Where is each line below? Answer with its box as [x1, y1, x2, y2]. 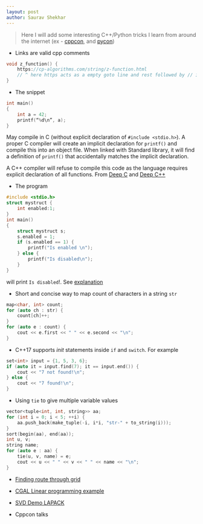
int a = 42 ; [17, 111, 47, 118]
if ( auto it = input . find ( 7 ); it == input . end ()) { [6, 363, 139, 369]
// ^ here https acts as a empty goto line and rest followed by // [17, 72, 193, 78]
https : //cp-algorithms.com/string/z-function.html [17, 66, 147, 72]
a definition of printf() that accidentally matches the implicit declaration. [6, 153, 189, 160]
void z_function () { [6, 61, 59, 67]
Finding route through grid [14, 475, 81, 483]
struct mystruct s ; [17, 228, 66, 234]
